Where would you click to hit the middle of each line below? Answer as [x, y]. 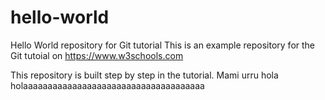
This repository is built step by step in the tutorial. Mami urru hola [144, 75]
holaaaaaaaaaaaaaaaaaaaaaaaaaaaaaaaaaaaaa [107, 85]
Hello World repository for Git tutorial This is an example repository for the [163, 45]
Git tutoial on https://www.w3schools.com [97, 55]
